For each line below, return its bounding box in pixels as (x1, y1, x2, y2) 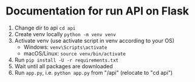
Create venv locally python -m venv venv (14, 30, 116, 37)
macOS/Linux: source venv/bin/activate (23, 49, 126, 57)
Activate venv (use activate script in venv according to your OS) (14, 37, 174, 44)
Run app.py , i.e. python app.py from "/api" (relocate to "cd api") (14, 69, 173, 76)
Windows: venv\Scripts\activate (23, 43, 108, 51)
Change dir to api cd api (14, 24, 76, 31)
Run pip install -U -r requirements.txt (14, 56, 119, 63)
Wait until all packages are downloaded (14, 62, 113, 70)
